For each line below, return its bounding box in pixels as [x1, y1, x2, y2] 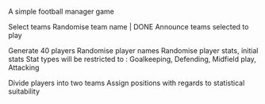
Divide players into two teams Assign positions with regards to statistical [8, 79, 245, 87]
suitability [8, 87, 40, 96]
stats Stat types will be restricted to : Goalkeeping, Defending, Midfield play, [8, 55, 256, 64]
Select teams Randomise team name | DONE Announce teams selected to [8, 22, 249, 31]
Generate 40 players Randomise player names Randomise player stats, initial [8, 46, 259, 55]
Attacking [8, 63, 40, 72]
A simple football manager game [8, 7, 115, 16]
